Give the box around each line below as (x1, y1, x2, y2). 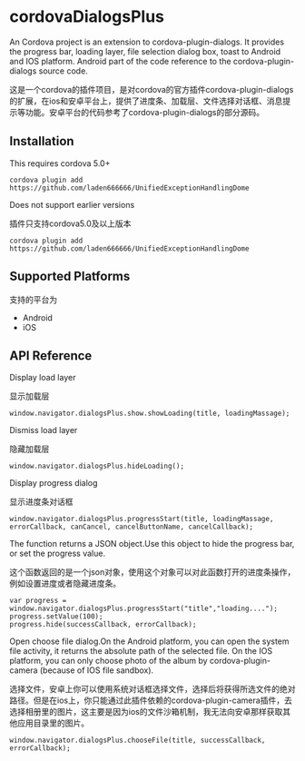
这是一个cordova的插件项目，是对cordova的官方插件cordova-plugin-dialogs (9, 84, 294, 94)
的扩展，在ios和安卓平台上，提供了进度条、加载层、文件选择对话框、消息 (9, 95, 283, 106)
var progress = (9, 597, 67, 606)
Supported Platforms (9, 269, 131, 284)
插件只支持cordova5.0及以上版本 (9, 218, 132, 229)
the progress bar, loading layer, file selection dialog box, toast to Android (9, 45, 281, 56)
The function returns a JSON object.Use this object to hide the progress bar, (9, 539, 295, 549)
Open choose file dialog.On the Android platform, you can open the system (9, 636, 290, 647)
